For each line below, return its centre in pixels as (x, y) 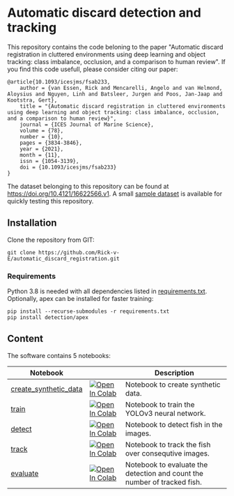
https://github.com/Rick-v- (79, 252)
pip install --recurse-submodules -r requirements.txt (88, 311)
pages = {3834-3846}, (51, 143)
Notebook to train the (160, 404)
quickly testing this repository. (50, 201)
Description (174, 373)
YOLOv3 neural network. (165, 413)
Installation (32, 223)
